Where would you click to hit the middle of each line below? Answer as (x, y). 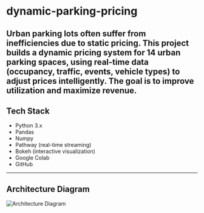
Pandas (25, 132)
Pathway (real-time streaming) (53, 145)
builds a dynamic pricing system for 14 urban (93, 52)
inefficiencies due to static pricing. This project (98, 43)
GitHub (24, 164)
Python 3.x (29, 126)
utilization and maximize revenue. (72, 90)
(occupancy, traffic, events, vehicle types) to (93, 71)
